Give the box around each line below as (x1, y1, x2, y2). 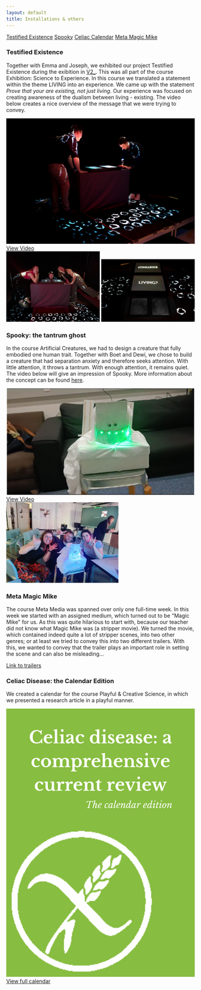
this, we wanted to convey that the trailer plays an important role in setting (6, 644, 189, 651)
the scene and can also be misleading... (6, 650, 104, 657)
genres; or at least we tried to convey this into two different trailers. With (6, 638, 185, 645)
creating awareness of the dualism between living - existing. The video (6, 93, 181, 101)
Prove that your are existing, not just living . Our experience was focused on (6, 87, 193, 94)
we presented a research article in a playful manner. (6, 697, 135, 704)
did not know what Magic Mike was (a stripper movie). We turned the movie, (6, 625, 194, 632)
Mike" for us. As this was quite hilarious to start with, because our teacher (6, 618, 188, 626)
